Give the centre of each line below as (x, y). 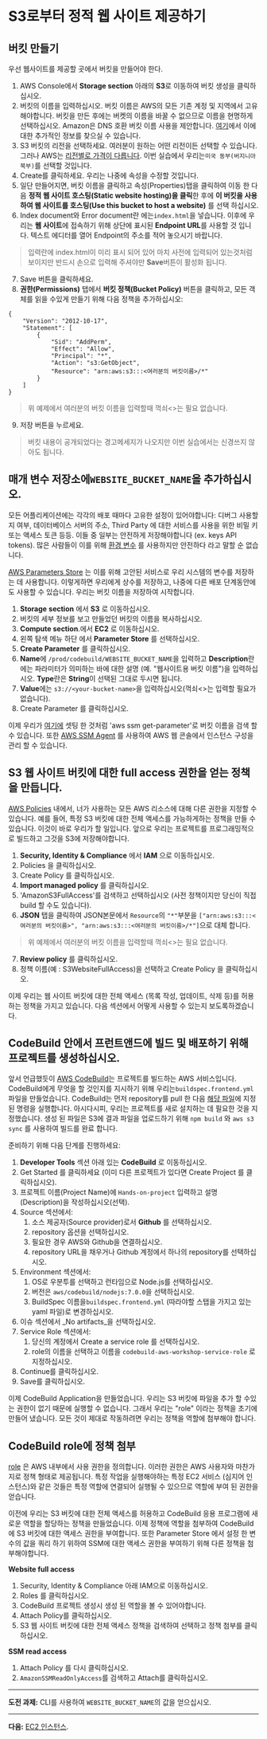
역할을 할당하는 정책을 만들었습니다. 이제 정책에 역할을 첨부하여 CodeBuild (138, 1524)
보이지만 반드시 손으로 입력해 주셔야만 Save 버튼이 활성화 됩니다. (127, 262)
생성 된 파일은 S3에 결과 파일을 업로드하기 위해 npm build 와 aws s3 (149, 1119)
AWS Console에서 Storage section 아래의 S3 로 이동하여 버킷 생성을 (128, 86)
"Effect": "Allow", (83, 349)
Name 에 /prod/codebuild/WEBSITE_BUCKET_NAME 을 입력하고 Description (134, 658)
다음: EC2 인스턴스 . (39, 1727)
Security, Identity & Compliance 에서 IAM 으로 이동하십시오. (117, 855)
